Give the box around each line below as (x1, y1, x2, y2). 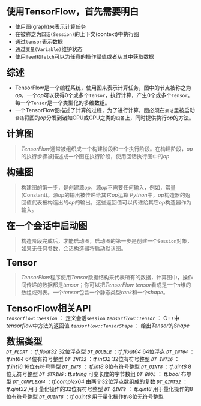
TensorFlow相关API (6, 303, 91, 314)
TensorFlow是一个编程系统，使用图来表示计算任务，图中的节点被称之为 (14, 84, 191, 91)
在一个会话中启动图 (6, 220, 88, 231)
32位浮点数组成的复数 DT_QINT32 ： (101, 378, 188, 385)
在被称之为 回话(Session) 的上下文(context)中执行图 (14, 31, 139, 37)
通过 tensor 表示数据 (14, 38, 63, 45)
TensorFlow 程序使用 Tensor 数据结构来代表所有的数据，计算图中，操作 (20, 274, 193, 281)
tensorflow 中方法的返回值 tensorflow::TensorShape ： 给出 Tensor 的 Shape (6, 322, 190, 329)
